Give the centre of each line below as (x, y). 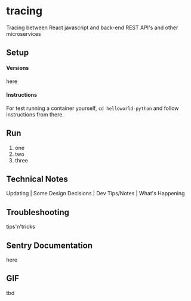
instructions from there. (35, 114)
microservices (24, 33)
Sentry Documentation (50, 245)
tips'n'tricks (21, 227)
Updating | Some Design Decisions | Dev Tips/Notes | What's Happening (95, 193)
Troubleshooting (38, 212)
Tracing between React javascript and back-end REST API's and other (92, 27)
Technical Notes (37, 179)
